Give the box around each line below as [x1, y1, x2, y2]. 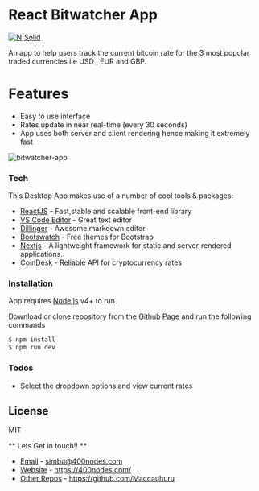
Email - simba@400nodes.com [19, 456, 123, 466]
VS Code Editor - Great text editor [19, 215, 133, 225]
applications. [19, 250, 63, 259]
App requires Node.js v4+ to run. [8, 296, 117, 306]
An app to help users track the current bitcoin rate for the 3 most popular [8, 47, 250, 57]
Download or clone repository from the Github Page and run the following [8, 312, 252, 321]
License [8, 404, 49, 418]
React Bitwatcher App [8, 6, 158, 24]
